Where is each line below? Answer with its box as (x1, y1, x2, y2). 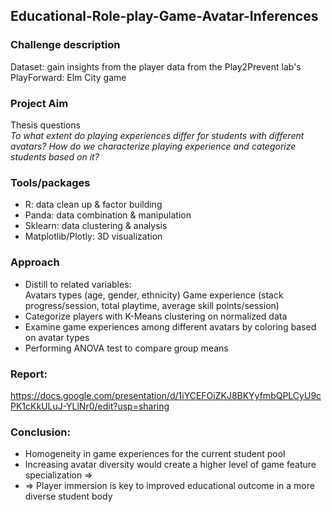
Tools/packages (10, 175, 91, 189)
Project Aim (10, 96, 69, 110)
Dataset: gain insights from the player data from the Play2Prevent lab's (10, 60, 302, 73)
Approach (10, 255, 60, 269)
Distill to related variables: (24, 278, 132, 290)
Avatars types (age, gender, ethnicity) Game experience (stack (24, 289, 284, 301)
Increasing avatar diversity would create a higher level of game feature (24, 459, 317, 471)
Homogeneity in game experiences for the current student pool (24, 448, 286, 460)
